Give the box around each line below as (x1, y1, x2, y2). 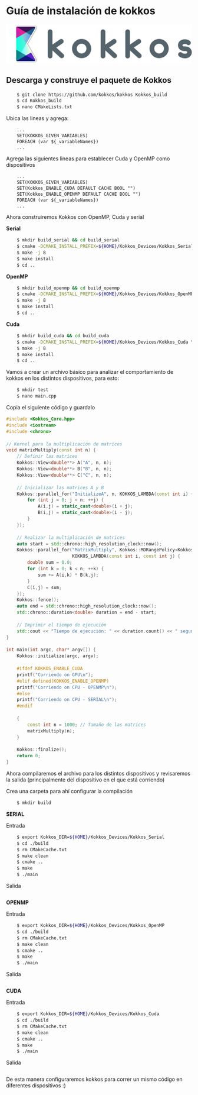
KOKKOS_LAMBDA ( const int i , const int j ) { (71, 553, 181, 560)
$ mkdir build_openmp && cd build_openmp (16, 285, 120, 291)
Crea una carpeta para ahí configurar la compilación (6, 788, 133, 795)
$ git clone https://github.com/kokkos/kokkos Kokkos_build (16, 92, 167, 98)
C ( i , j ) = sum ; (27, 584, 62, 590)
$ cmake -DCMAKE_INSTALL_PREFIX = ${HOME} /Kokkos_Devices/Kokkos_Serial (16, 244, 194, 250)
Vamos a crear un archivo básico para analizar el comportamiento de (6, 369, 174, 376)
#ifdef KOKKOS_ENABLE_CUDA (16, 666, 83, 672)
